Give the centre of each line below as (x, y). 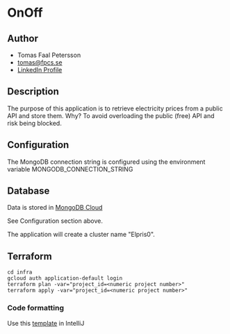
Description (33, 92)
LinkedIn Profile (40, 70)
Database (28, 191)
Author (23, 39)
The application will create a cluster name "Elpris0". (81, 235)
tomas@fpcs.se (40, 62)
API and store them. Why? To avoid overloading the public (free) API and (111, 115)
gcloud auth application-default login (65, 278)
